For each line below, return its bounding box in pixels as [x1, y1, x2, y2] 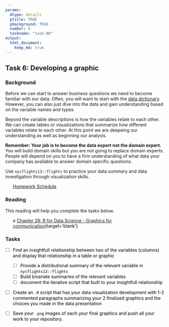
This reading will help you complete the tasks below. [5, 208, 115, 214]
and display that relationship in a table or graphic [12, 253, 115, 259]
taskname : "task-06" [10, 31, 53, 36]
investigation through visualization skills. [5, 174, 90, 180]
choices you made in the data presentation [12, 301, 102, 307]
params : [5, 7, 22, 13]
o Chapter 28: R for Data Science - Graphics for [12, 217, 112, 223]
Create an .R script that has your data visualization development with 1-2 [12, 290, 164, 296]
